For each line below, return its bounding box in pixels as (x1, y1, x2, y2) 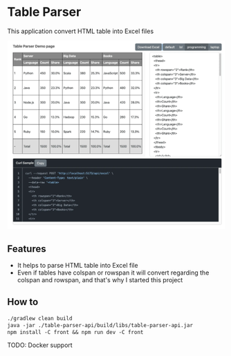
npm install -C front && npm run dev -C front (7, 329, 144, 336)
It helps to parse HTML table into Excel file (17, 261, 138, 270)
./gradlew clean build (7, 315, 73, 322)
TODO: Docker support (7, 341, 73, 349)
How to (7, 296, 39, 308)
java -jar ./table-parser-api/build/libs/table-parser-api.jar (7, 322, 194, 329)
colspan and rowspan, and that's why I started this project (17, 276, 183, 284)
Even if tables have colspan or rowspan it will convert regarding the (17, 268, 210, 277)
